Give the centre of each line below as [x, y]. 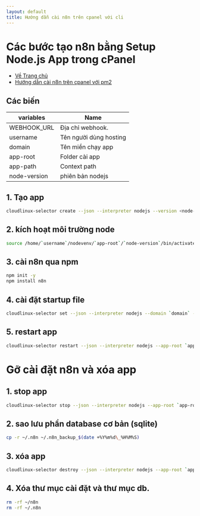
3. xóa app [26, 456]
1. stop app [27, 392]
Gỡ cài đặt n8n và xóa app [71, 369]
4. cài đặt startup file [46, 299]
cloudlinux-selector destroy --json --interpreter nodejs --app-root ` [97, 470]
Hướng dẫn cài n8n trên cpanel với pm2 [63, 82]
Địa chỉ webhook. [84, 128]
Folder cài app [80, 157]
